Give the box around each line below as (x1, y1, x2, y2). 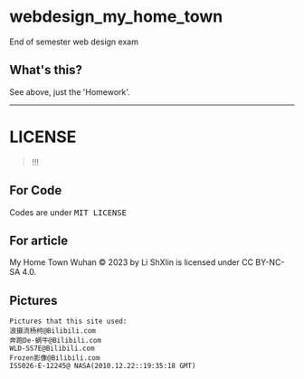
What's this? (9, 62, 83, 78)
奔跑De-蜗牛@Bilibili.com (9, 336, 102, 346)
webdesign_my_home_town (9, 6, 223, 27)
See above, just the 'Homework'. (9, 86, 131, 97)
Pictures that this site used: (9, 317, 128, 327)
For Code (9, 183, 62, 198)
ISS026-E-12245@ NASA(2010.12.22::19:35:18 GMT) (9, 362, 196, 371)
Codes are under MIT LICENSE (9, 206, 127, 218)
